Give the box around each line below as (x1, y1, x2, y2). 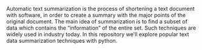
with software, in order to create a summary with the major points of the (6, 11, 186, 19)
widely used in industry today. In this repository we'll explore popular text (6, 31, 189, 38)
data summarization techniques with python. (6, 37, 118, 44)
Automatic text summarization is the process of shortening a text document (6, 5, 195, 12)
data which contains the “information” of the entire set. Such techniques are (6, 24, 196, 31)
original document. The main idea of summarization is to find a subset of (6, 18, 188, 25)
